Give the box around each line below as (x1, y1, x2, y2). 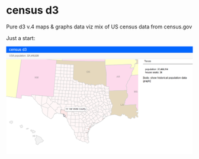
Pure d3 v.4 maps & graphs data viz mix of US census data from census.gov (6, 23, 192, 30)
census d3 (6, 4, 59, 17)
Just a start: (6, 34, 36, 41)
